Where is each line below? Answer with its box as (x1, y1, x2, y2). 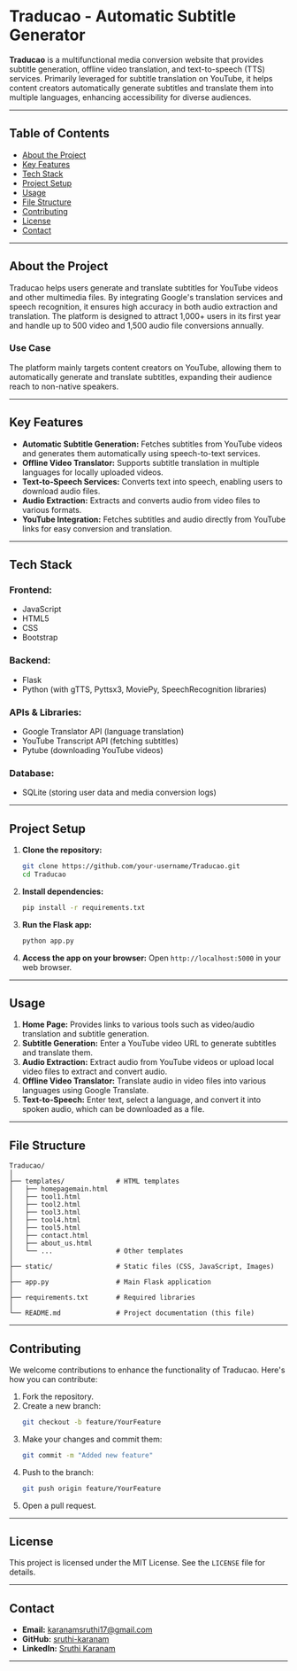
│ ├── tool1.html (9, 1193, 81, 1201)
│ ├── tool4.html (9, 1216, 81, 1224)
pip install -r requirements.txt (21, 903, 146, 912)
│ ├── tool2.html (9, 1201, 81, 1209)
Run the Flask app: (21, 919, 93, 929)
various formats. (21, 504, 82, 515)
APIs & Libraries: (9, 706, 82, 719)
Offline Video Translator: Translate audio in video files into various (21, 1076, 267, 1086)
